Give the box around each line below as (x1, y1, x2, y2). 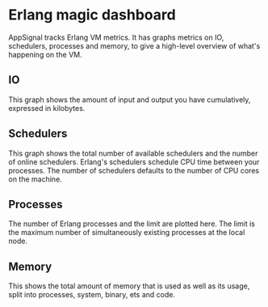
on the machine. (8, 174, 62, 184)
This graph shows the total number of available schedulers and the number (8, 148, 258, 158)
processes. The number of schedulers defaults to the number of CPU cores (8, 165, 260, 175)
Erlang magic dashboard (8, 6, 176, 24)
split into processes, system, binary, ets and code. (8, 290, 176, 300)
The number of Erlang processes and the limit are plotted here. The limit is (8, 219, 256, 228)
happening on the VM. (8, 49, 82, 59)
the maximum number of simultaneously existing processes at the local (8, 228, 245, 237)
